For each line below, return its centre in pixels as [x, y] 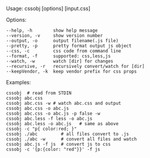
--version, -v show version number [55, 36]
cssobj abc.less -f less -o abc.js [49, 119]
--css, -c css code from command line [64, 51]
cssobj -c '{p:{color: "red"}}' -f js [53, 149]
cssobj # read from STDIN [39, 93]
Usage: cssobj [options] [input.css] [48, 8]
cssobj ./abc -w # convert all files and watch [71, 139]
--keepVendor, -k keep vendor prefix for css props [71, 71]
